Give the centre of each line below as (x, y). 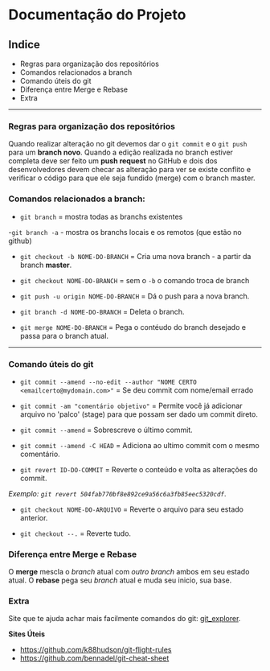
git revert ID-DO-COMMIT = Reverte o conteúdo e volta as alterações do (139, 469)
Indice (24, 45)
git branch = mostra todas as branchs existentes (101, 216)
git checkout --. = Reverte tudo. (75, 533)
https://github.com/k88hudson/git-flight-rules (96, 650)
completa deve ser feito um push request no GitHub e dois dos (113, 161)
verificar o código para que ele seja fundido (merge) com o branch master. (132, 178)
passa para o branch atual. (64, 335)
